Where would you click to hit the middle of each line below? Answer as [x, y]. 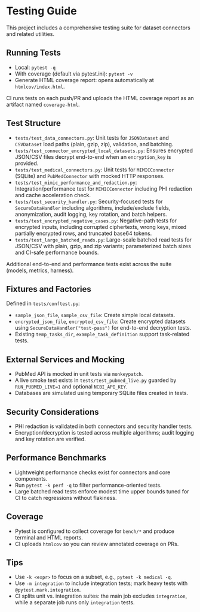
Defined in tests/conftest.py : [43, 303]
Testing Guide [41, 11]
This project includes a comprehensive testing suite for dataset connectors [99, 28]
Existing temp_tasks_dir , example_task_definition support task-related [102, 334]
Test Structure [34, 123]
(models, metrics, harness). [40, 270]
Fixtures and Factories [49, 289]
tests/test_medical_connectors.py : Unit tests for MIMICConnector [94, 170]
